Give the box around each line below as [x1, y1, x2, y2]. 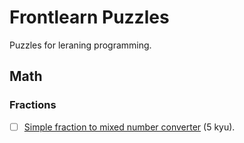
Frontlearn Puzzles [9, 6, 170, 29]
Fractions [9, 98, 57, 112]
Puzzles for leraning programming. [9, 39, 152, 51]
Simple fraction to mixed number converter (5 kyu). [23, 121, 236, 133]
